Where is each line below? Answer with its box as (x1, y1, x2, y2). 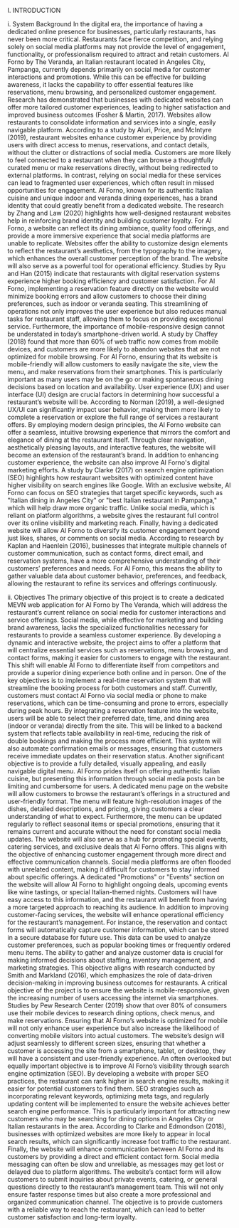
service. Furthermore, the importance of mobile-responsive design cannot (7, 322, 225, 330)
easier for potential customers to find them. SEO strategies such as (7, 1084, 204, 1093)
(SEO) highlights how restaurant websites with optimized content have (7, 473, 213, 482)
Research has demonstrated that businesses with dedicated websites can (7, 95, 224, 104)
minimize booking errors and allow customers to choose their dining (7, 292, 207, 300)
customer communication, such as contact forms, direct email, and (7, 549, 204, 557)
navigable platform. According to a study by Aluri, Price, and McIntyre (7, 126, 212, 134)
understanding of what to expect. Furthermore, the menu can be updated (7, 813, 222, 820)
